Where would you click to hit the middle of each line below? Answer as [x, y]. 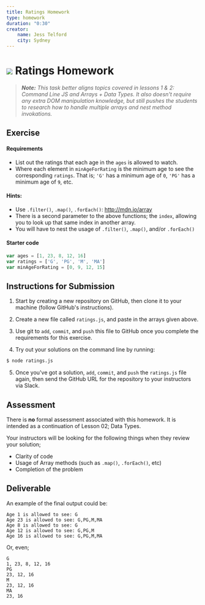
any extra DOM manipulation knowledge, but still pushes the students [109, 100]
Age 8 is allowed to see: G [42, 525]
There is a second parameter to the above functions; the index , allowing [106, 216]
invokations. [37, 113]
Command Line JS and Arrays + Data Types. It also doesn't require [106, 94]
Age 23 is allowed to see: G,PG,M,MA [54, 520]
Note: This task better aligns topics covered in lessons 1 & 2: [98, 88]
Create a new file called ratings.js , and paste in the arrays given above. [107, 320]
